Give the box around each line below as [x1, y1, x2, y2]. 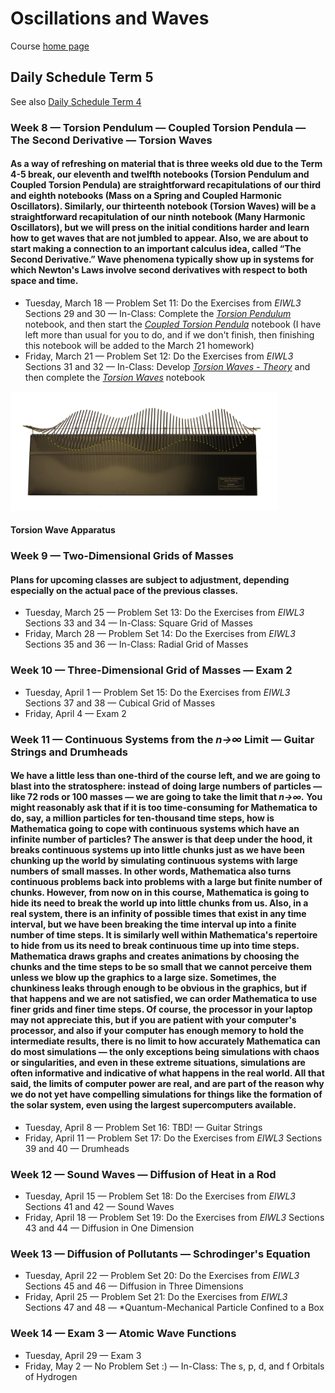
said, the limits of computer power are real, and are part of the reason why [10, 1078, 325, 1090]
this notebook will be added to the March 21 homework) [24, 339, 255, 351]
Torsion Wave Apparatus [10, 524, 116, 536]
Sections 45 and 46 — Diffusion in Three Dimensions [24, 1280, 244, 1292]
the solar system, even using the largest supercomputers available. [10, 1099, 297, 1111]
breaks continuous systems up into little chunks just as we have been [10, 844, 305, 856]
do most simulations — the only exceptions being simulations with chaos [10, 1046, 320, 1058]
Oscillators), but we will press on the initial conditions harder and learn [10, 222, 310, 234]
